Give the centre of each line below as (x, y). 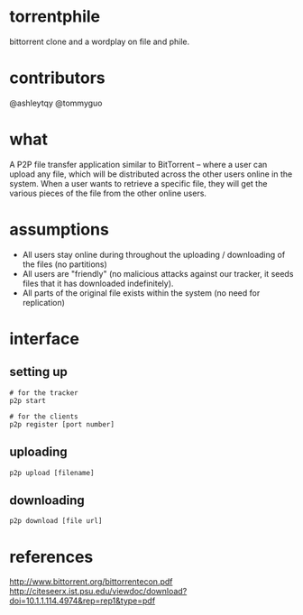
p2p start (28, 400)
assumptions (60, 229)
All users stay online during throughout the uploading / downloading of (154, 254)
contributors (57, 78)
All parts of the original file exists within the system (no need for (141, 293)
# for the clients (44, 417)
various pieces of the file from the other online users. (108, 193)
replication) (44, 302)
